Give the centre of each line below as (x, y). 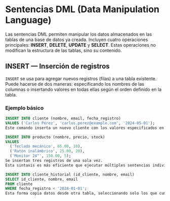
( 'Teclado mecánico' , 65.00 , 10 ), (46, 146)
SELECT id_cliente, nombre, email (42, 179)
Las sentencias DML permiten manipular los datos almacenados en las (79, 34)
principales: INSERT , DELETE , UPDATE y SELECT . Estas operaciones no (80, 45)
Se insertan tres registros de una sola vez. (54, 161)
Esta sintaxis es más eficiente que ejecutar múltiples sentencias (78, 165)
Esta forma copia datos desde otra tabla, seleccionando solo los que (81, 193)
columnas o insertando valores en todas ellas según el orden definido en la (83, 89)
